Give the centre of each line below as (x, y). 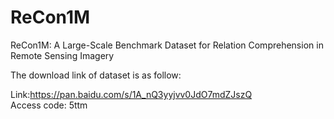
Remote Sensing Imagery (62, 55)
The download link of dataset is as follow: (96, 75)
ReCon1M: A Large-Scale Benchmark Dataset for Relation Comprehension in (167, 45)
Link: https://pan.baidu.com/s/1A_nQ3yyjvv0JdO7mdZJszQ (131, 94)
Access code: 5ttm (49, 105)
